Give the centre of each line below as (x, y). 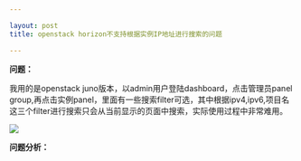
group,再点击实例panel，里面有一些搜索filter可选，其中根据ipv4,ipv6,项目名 (150, 99)
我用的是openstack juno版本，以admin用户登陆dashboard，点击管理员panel (151, 88)
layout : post (34, 25)
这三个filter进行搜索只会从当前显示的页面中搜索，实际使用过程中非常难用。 (149, 110)
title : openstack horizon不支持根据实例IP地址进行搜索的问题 (116, 34)
